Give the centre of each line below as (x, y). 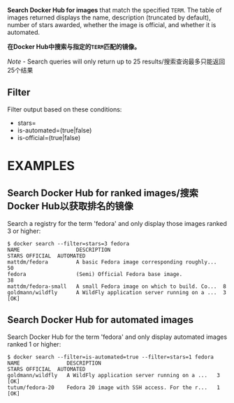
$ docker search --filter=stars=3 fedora (68, 243)
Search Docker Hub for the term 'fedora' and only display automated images (117, 337)
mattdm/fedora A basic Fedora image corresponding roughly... (112, 262)
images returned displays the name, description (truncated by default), (109, 17)
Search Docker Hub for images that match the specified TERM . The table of (115, 10)
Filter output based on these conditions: (65, 109)
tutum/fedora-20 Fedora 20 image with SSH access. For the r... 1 (114, 387)
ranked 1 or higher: (34, 344)
